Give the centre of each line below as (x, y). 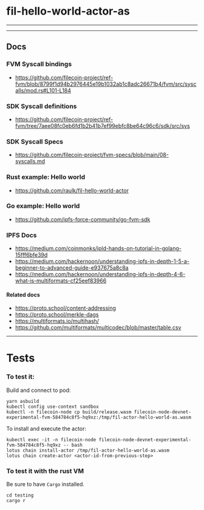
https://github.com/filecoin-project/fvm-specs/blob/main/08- (92, 155)
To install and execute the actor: (46, 428)
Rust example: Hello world (46, 177)
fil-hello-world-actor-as (68, 11)
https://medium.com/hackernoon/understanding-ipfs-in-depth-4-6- (100, 274)
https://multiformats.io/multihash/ (57, 321)
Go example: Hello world (43, 206)
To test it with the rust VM (45, 471)
